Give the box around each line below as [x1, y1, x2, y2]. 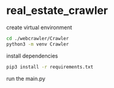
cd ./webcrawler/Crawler [6, 35, 69, 41]
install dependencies [6, 52, 58, 59]
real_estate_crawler [6, 4, 108, 18]
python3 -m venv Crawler [6, 41, 69, 47]
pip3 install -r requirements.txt [6, 64, 94, 70]
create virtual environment [6, 24, 73, 31]
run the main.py [6, 75, 45, 82]
